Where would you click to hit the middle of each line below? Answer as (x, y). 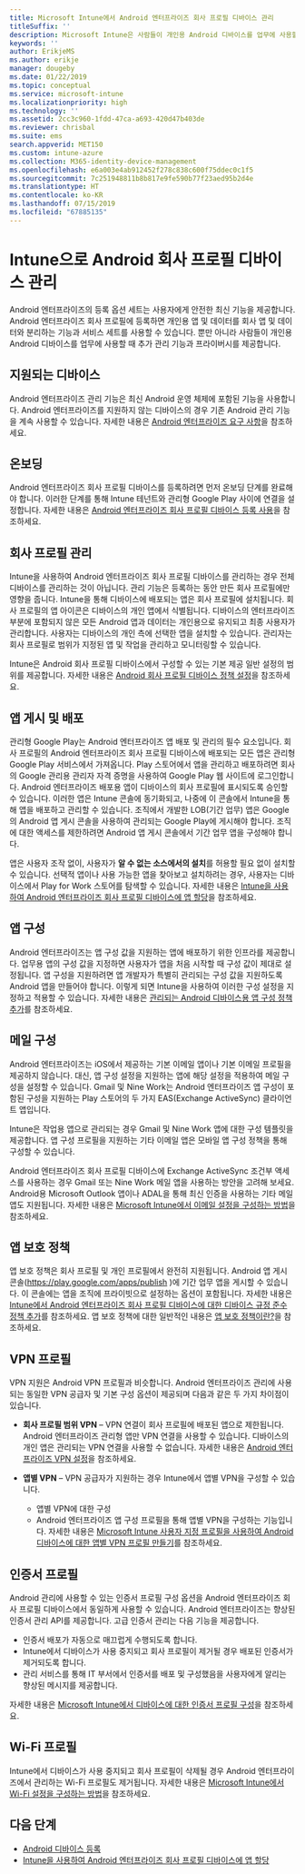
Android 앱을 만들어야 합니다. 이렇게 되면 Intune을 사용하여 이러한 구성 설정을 (147, 986)
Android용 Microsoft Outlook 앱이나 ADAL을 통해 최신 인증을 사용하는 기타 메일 (151, 1193)
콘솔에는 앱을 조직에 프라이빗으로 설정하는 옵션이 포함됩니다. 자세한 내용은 (162, 1294)
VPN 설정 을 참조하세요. (95, 1459)
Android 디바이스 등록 (62, 1849)
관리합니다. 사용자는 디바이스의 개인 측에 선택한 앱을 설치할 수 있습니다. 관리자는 (151, 633)
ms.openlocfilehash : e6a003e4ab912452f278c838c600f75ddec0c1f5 (132, 170)
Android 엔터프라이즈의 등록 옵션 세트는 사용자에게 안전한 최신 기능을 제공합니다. (152, 309)
